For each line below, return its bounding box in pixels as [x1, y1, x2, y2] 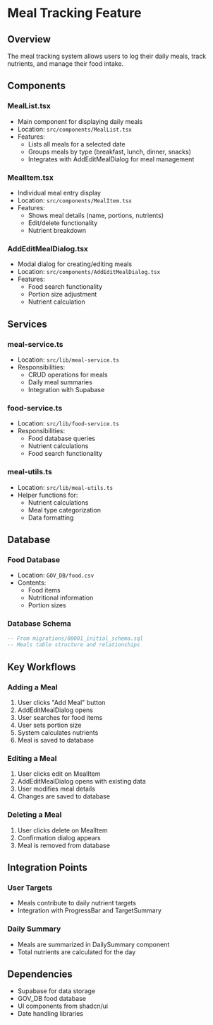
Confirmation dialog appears [17, 833, 101, 842]
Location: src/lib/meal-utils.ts [17, 483, 114, 491]
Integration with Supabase [28, 385, 105, 394]
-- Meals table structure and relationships [7, 641, 140, 648]
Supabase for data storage [17, 987, 96, 995]
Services [7, 318, 48, 330]
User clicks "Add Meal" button [17, 698, 106, 706]
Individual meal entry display [17, 188, 101, 197]
